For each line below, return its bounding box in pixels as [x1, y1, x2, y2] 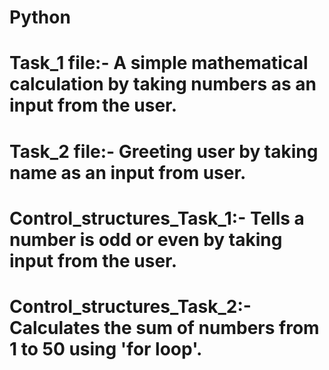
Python [9, 6, 71, 29]
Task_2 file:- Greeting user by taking [9, 140, 319, 163]
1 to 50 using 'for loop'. [9, 337, 203, 360]
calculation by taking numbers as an [9, 73, 317, 96]
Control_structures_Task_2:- [9, 295, 252, 318]
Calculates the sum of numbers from [9, 316, 320, 339]
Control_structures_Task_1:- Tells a [9, 207, 305, 230]
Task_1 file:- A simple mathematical [9, 52, 309, 75]
